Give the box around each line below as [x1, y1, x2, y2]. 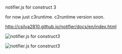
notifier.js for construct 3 [5, 4, 57, 10]
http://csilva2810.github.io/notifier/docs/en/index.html [5, 23, 117, 29]
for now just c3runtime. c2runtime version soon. [5, 14, 105, 19]
